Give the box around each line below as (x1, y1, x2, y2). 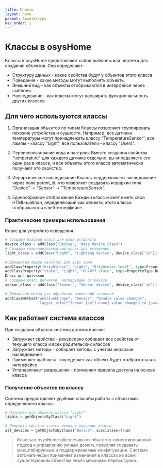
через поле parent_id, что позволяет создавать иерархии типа (12, 180, 142, 185)
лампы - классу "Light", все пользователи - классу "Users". (12, 140, 136, 146)
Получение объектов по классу (5, 384, 84, 391)
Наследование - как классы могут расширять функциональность (12, 93, 148, 99)
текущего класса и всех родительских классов (12, 341, 110, 347)
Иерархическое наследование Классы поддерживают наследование (12, 175, 156, 180)
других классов (12, 98, 45, 104)
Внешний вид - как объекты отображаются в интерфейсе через (12, 83, 145, 88)
